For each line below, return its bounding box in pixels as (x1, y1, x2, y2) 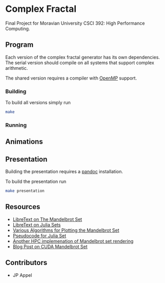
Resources (5, 202, 40, 211)
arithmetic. (5, 65, 28, 71)
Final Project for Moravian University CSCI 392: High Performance (5, 20, 145, 26)
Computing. (5, 25, 30, 31)
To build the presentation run (5, 178, 67, 185)
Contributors (5, 258, 48, 267)
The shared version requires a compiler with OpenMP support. (5, 75, 137, 81)
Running (5, 121, 27, 128)
